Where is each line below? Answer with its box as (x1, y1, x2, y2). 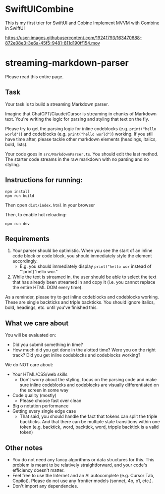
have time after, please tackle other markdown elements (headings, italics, (5, 136, 157, 142)
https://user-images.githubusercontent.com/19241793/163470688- (5, 35, 142, 41)
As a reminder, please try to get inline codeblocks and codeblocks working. (5, 294, 160, 300)
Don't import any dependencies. (12, 483, 78, 489)
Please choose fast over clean (19, 397, 82, 404)
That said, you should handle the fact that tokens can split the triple (19, 413, 158, 419)
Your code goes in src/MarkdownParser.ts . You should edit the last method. (5, 151, 159, 157)
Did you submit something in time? (12, 342, 83, 347)
